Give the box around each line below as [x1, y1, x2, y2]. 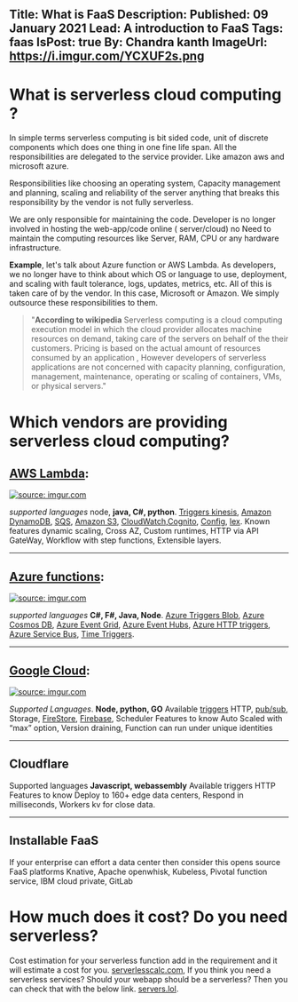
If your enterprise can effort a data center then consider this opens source [9, 856, 281, 867]
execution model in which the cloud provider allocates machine [30, 324, 263, 335]
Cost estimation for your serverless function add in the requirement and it [9, 955, 278, 966]
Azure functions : [9, 569, 105, 584]
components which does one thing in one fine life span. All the [9, 142, 238, 153]
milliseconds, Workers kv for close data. [9, 799, 156, 809]
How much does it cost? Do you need [9, 906, 288, 926]
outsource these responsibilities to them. [9, 298, 158, 308]
